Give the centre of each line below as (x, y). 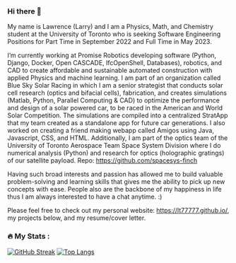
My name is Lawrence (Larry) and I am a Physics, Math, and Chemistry (111, 27)
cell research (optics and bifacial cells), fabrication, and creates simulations (117, 93)
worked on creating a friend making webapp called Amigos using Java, (111, 131)
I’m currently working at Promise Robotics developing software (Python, (112, 55)
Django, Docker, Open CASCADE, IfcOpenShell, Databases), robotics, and (115, 63)
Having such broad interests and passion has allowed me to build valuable (115, 174)
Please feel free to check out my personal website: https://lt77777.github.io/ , (118, 211)
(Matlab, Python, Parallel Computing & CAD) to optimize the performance (114, 100)
